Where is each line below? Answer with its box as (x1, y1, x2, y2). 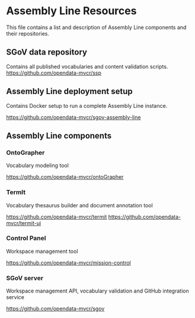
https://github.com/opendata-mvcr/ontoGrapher (6, 174, 124, 181)
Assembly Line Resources (6, 4, 137, 18)
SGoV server (6, 274, 43, 282)
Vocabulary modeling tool (6, 162, 69, 169)
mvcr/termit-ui (6, 219, 41, 226)
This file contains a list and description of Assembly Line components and (6, 24, 187, 31)
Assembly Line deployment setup (6, 86, 133, 97)
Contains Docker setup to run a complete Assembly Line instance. (6, 102, 168, 109)
